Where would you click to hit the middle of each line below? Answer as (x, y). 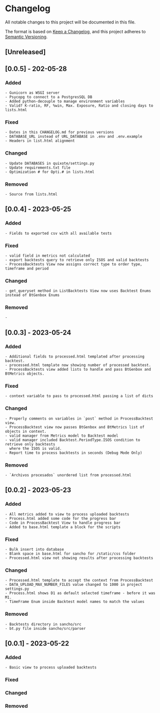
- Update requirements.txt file (38, 167)
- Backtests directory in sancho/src (43, 624)
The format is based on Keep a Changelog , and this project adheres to (75, 31)
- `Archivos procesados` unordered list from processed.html (68, 475)
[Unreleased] (26, 52)
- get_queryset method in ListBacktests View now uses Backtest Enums (78, 291)
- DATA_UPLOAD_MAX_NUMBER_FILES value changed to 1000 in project (74, 585)
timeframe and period (27, 268)
